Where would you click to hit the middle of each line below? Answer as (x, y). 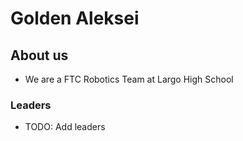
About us (39, 55)
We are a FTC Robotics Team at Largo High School (129, 79)
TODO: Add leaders (65, 127)
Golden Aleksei (75, 18)
